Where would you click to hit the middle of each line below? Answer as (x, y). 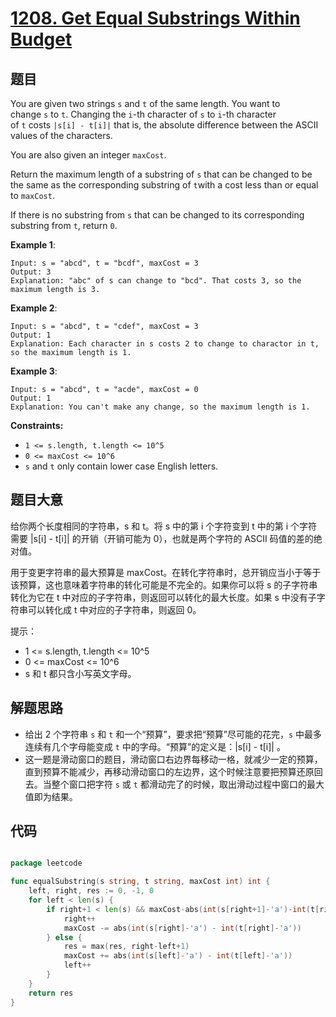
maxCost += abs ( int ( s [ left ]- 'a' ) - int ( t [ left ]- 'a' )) (178, 956)
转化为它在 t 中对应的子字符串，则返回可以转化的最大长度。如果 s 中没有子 (163, 597)
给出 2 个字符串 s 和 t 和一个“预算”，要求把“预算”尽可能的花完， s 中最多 (173, 734)
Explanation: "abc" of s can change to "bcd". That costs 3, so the (156, 281)
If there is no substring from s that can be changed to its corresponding (157, 215)
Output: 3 (31, 272)
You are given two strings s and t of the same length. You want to (145, 103)
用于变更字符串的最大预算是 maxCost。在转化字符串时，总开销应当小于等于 (166, 572)
